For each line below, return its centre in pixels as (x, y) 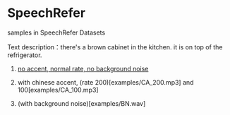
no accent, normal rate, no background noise (83, 68)
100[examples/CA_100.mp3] (58, 90)
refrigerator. (25, 55)
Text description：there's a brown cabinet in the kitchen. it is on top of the (115, 47)
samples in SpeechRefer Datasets (56, 32)
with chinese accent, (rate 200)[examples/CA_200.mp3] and (105, 82)
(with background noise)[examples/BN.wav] (81, 103)
